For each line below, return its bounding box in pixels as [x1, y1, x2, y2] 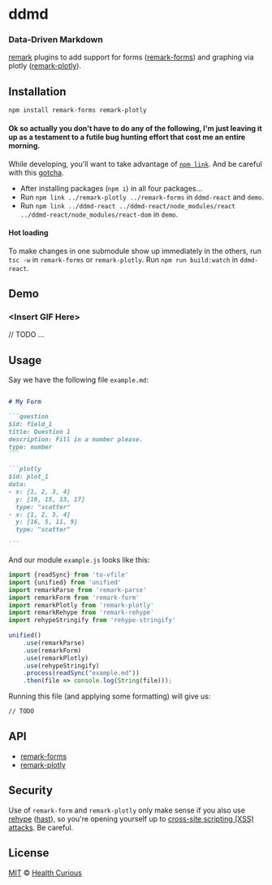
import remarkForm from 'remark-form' [8, 594, 140, 602]
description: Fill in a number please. [8, 435, 144, 444]
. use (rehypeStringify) [23, 661, 100, 670]
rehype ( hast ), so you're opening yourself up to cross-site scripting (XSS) [8, 813, 254, 823]
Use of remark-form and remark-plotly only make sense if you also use [8, 805, 246, 815]
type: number [8, 443, 53, 451]
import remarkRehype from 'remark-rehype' [8, 608, 154, 617]
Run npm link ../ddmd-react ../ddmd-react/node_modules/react [19, 200, 236, 210]
